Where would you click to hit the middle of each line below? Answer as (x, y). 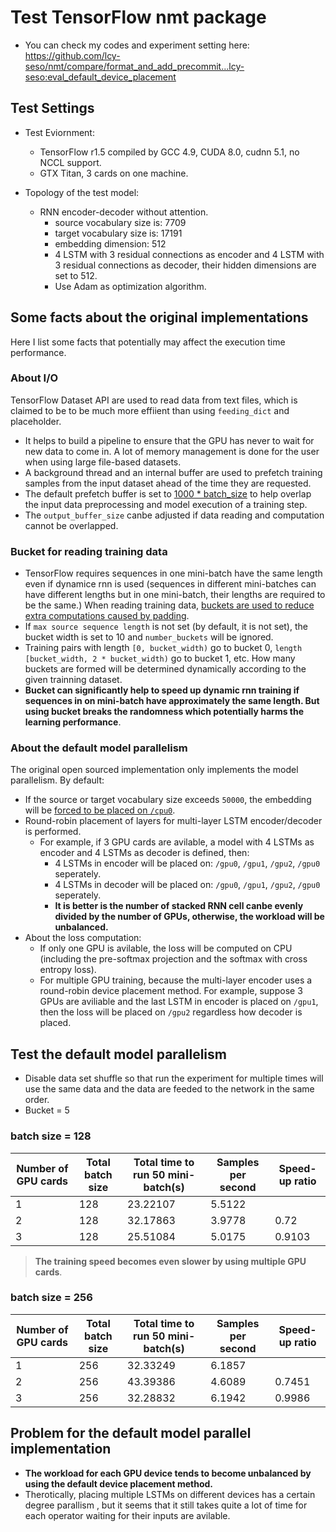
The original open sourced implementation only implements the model (154, 770)
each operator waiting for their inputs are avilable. (127, 1515)
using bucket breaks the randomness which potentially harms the (164, 712)
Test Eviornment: (59, 132)
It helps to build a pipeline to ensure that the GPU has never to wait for (169, 440)
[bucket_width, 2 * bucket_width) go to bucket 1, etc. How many (160, 658)
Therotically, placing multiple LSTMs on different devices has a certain (170, 1494)
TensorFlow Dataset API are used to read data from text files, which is (154, 400)
